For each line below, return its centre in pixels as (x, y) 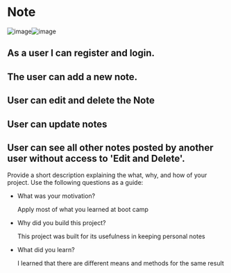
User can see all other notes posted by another (110, 148)
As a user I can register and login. (81, 53)
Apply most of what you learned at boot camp (83, 210)
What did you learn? (46, 250)
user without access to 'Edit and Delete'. (96, 158)
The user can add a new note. (72, 77)
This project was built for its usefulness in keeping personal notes (111, 236)
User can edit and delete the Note (81, 100)
